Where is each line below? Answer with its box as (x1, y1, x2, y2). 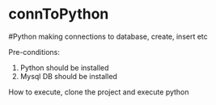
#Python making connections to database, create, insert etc (8, 31, 208, 41)
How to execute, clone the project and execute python (8, 86, 189, 97)
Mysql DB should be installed (19, 71, 117, 81)
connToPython (8, 5, 109, 23)
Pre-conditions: (8, 47, 61, 57)
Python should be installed (19, 62, 109, 73)
